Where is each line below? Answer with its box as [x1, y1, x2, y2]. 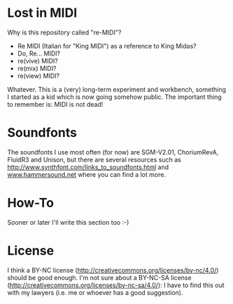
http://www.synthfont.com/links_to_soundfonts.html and [7, 163, 169, 171]
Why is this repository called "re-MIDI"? [7, 28, 122, 37]
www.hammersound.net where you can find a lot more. [7, 170, 167, 178]
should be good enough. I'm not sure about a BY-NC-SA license [7, 273, 192, 282]
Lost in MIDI [7, 5, 78, 21]
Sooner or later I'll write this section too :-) [7, 218, 129, 226]
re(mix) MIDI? [17, 64, 57, 72]
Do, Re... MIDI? [17, 49, 61, 58]
